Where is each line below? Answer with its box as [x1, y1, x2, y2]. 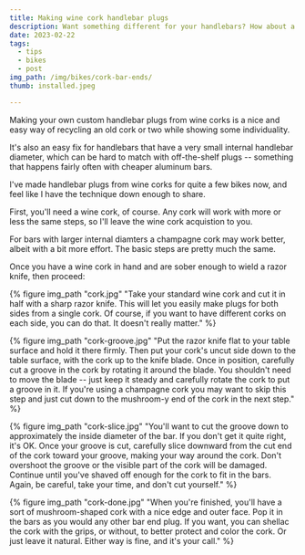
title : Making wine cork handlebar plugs [9, 13, 169, 23]
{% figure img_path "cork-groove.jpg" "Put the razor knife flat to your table [9, 335, 290, 346]
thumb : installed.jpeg [9, 81, 96, 90]
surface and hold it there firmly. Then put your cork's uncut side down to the [9, 344, 296, 356]
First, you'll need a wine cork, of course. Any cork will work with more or [9, 206, 282, 217]
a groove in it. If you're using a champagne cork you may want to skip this [9, 383, 287, 394]
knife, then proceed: [9, 270, 86, 281]
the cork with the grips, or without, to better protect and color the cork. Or [9, 526, 287, 537]
